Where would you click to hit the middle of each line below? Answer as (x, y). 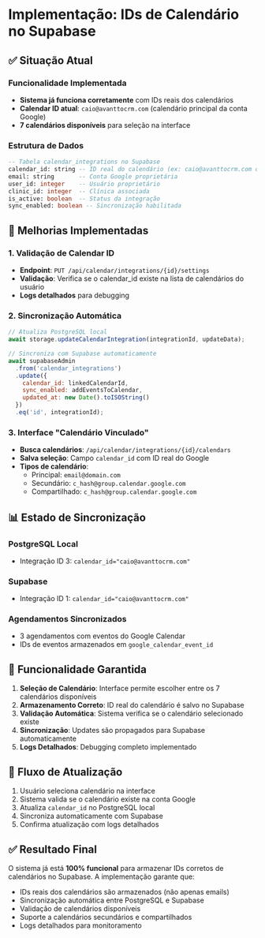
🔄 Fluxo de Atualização (65, 772)
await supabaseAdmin (42, 361)
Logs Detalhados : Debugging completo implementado (108, 747)
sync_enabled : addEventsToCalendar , (83, 391)
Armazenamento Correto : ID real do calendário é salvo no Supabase (132, 705)
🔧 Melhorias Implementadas (78, 230)
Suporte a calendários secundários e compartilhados (106, 917)
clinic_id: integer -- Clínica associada (79, 191)
